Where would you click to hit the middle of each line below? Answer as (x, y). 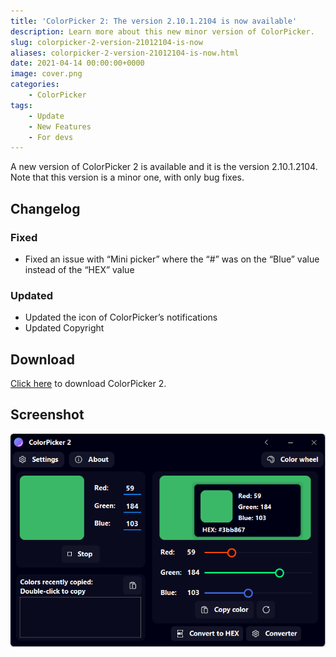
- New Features (60, 126)
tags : (21, 105)
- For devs (51, 137)
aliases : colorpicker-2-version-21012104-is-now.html (125, 53)
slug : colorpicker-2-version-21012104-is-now (106, 42)
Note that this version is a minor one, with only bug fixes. (127, 177)
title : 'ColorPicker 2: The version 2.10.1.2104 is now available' (154, 21)
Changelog (45, 208)
